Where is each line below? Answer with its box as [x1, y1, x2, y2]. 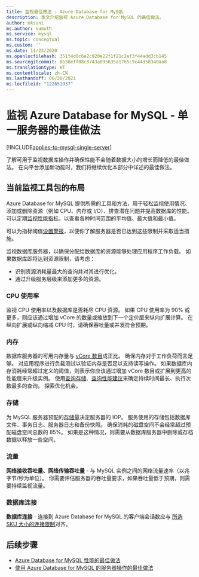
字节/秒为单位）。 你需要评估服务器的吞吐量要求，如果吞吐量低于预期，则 [6, 474, 185, 481]
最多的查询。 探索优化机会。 [11, 382, 81, 389]
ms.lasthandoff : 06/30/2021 [6, 75, 76, 81]
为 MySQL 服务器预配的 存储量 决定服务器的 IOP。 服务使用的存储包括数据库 [6, 413, 191, 420]
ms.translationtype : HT [6, 64, 66, 71]
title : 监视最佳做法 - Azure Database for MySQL [6, 8, 124, 15]
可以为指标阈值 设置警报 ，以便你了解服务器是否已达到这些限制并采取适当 [6, 227, 184, 234]
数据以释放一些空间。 [6, 436, 59, 443]
